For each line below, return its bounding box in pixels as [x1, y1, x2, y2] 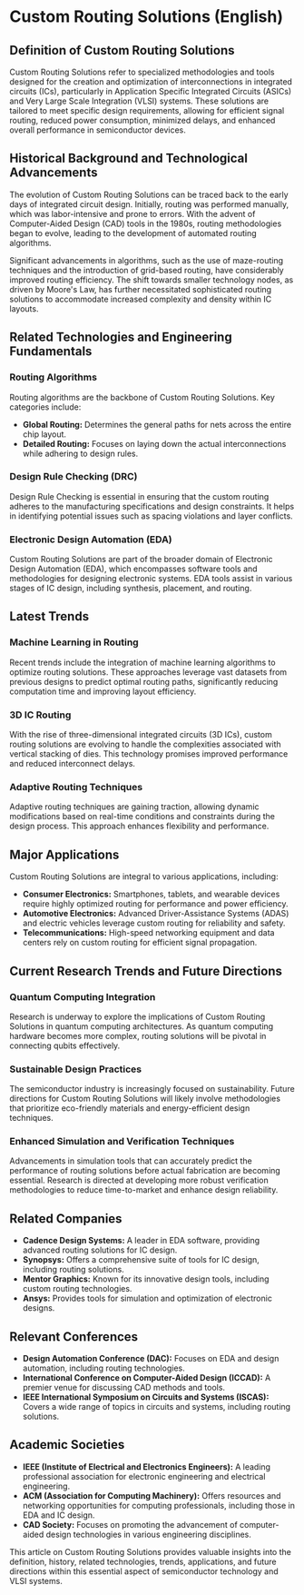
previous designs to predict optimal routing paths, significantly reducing [9, 676, 279, 687]
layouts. [9, 302, 39, 314]
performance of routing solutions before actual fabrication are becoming [9, 1165, 281, 1176]
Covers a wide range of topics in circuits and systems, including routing [22, 1402, 291, 1412]
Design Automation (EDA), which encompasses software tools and [9, 563, 258, 574]
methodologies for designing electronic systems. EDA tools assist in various [9, 573, 293, 584]
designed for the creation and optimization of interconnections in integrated [9, 76, 293, 87]
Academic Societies [9, 1437, 125, 1452]
